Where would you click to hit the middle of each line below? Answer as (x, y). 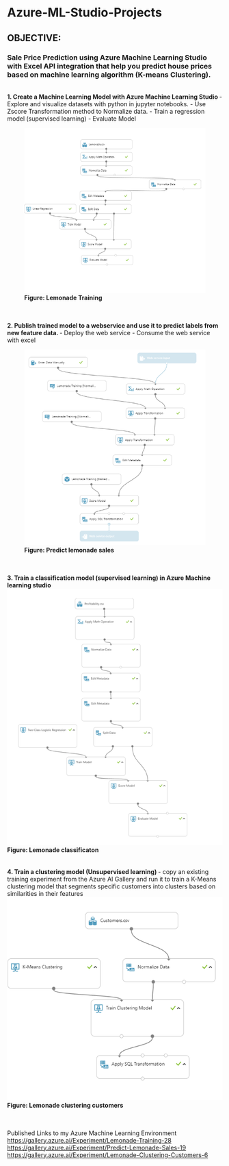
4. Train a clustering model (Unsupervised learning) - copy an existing (108, 871)
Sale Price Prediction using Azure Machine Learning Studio (107, 58)
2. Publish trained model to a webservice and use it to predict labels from (113, 326)
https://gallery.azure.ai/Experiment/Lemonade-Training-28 (90, 1140)
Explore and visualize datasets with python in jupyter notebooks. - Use (107, 104)
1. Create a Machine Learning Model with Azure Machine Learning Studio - (114, 97)
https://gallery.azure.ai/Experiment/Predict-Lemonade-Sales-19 (97, 1147)
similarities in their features (45, 893)
